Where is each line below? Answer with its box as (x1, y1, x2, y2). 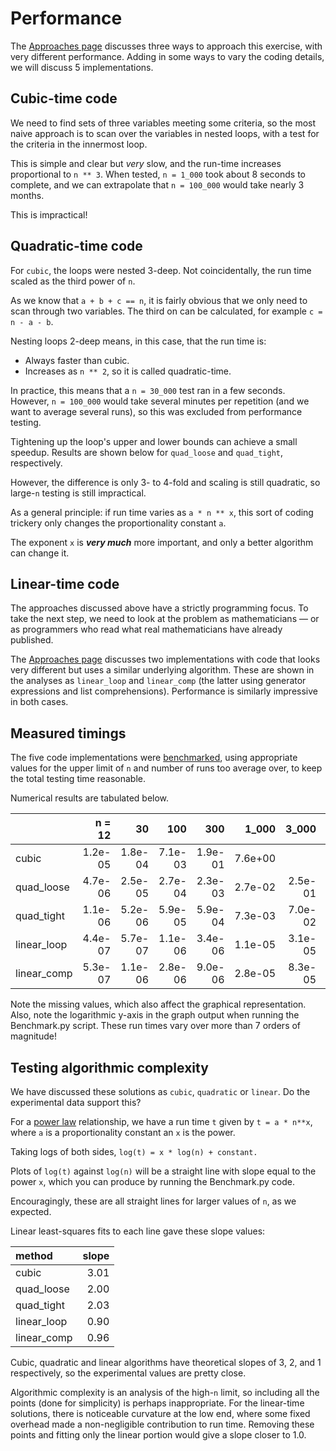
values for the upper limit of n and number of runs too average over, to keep (10, 762, 323, 774)
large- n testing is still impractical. (10, 487, 147, 499)
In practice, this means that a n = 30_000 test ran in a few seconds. (10, 384, 286, 396)
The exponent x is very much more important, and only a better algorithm (10, 536, 314, 548)
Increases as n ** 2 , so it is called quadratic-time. (24, 365, 232, 377)
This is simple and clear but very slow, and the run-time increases (10, 157, 282, 169)
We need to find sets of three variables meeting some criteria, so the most (10, 117, 317, 129)
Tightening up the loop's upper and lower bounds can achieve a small (10, 435, 298, 447)
